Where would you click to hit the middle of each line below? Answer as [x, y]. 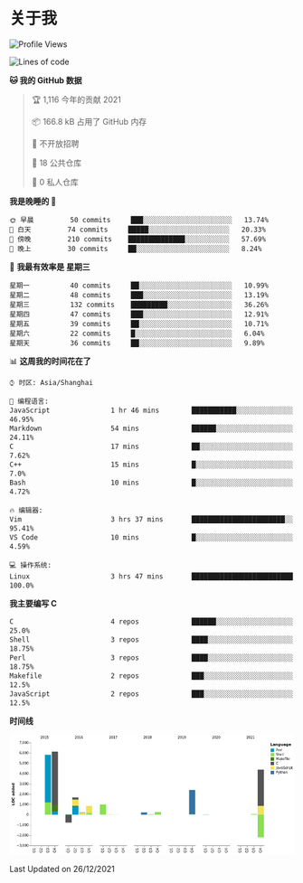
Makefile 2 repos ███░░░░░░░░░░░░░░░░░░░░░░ [151, 676]
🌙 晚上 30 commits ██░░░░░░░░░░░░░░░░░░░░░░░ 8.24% [136, 249]
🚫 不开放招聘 [55, 143]
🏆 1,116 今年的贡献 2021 [76, 99]
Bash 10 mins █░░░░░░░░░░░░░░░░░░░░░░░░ [151, 483]
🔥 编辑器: [26, 510]
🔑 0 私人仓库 [55, 182]
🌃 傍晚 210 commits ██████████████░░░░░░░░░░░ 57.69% [138, 239]
